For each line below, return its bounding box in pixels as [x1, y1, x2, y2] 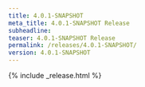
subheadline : [8, 26, 52, 34]
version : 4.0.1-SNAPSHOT [8, 49, 91, 57]
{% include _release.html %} [8, 71, 102, 80]
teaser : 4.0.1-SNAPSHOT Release [8, 34, 116, 42]
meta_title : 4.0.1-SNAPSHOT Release [8, 19, 130, 27]
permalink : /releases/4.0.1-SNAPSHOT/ [8, 42, 137, 49]
